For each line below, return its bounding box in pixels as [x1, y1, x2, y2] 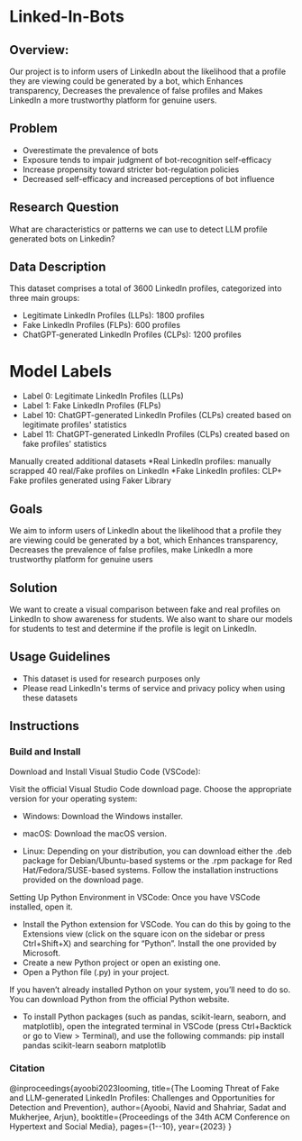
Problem [9, 121, 59, 136]
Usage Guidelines [9, 649, 111, 664]
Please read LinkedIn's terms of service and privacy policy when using [22, 682, 286, 693]
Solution [9, 580, 58, 596]
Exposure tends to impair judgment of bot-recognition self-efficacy [22, 154, 272, 165]
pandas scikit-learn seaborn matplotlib [22, 1039, 167, 1051]
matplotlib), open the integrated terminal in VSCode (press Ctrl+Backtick [22, 1020, 292, 1031]
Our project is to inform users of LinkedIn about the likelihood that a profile [9, 66, 287, 77]
